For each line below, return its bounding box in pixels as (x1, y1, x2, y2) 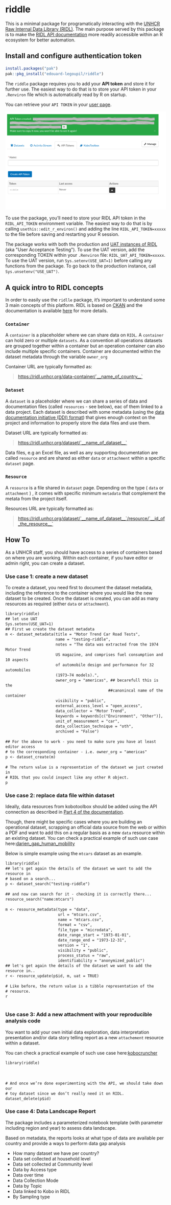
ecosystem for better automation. (5, 37, 76, 43)
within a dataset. (5, 1040, 40, 1046)
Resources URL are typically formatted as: (5, 505, 94, 511)
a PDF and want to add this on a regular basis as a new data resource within (5, 830, 165, 836)
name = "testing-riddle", (55, 637, 111, 642)
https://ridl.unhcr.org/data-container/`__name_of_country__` (17, 373, 143, 380)
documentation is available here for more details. (5, 307, 108, 314)
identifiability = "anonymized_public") (58, 958, 145, 964)
